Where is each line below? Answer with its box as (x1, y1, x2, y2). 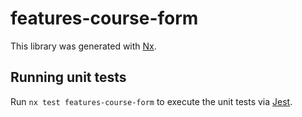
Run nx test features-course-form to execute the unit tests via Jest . (10, 95, 293, 107)
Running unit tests (10, 69, 127, 86)
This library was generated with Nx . (10, 40, 157, 52)
